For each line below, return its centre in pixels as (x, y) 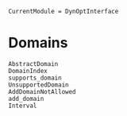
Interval (23, 106)
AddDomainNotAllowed (42, 91)
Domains (38, 43)
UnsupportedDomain (38, 85)
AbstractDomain (33, 64)
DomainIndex (28, 71)
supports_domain (35, 78)
